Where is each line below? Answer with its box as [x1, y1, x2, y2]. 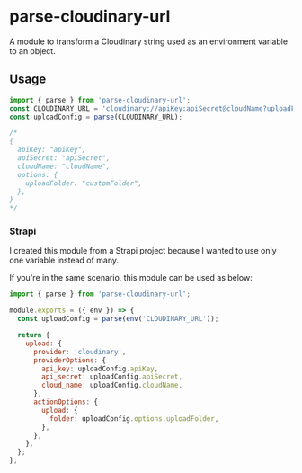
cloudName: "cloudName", [17, 162, 111, 171]
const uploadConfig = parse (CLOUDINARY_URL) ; [9, 112, 182, 121]
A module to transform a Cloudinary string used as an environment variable [9, 36, 289, 47]
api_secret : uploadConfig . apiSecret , [41, 372, 182, 381]
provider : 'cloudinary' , [32, 347, 127, 356]
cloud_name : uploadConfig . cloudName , [41, 380, 182, 390]
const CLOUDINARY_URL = [9, 103, 99, 113]
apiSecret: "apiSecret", [17, 154, 111, 163]
